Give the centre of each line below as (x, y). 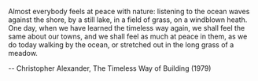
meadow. (23, 53)
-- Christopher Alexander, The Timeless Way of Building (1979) (110, 68)
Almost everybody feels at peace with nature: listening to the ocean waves (129, 11)
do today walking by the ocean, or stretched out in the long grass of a (121, 45)
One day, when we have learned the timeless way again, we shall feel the (127, 28)
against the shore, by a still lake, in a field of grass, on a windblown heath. (128, 20)
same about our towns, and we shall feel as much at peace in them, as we (128, 36)
